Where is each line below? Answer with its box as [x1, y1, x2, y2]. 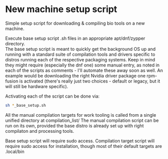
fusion [5, 78, 19, 84]
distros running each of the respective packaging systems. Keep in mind [5, 56, 155, 62]
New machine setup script [5, 4, 117, 15]
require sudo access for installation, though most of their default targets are [5, 143, 162, 149]
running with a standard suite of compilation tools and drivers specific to [5, 51, 155, 57]
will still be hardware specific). [5, 83, 68, 89]
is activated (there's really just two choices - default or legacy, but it [19, 78, 160, 84]
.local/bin [5, 148, 25, 154]
